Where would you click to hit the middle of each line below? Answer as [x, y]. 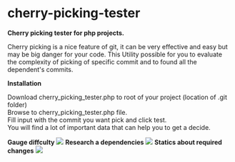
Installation [24, 83]
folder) [17, 104]
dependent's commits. [40, 69]
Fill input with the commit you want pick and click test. [87, 120]
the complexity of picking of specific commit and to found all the [102, 61]
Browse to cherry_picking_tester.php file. [67, 112]
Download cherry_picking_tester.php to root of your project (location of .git [117, 97]
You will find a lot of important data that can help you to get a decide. [109, 127]
